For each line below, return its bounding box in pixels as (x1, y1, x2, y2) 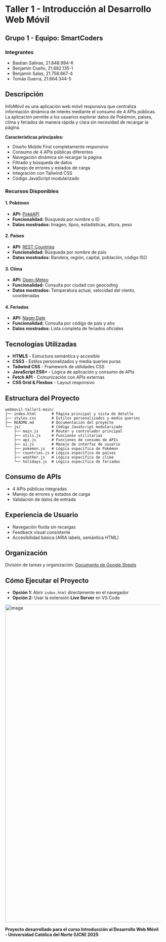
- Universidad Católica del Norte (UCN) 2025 (5, 932, 99, 938)
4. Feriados (5, 304, 29, 310)
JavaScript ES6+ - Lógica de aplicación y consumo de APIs (12, 369, 135, 375)
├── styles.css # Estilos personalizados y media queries (5, 416, 140, 421)
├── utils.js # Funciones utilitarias (14, 433, 103, 438)
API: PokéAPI (12, 211, 40, 217)
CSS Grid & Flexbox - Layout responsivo (12, 380, 95, 386)
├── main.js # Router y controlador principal (14, 429, 123, 434)
